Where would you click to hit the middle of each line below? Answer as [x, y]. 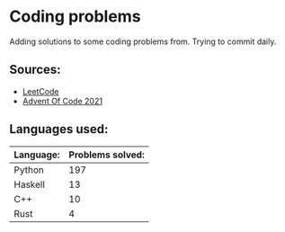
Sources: [35, 70]
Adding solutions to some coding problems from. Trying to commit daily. [143, 41]
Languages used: [59, 129]
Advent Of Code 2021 [62, 101]
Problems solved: [107, 155]
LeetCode [40, 91]
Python [29, 170]
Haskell [29, 184]
